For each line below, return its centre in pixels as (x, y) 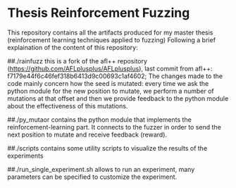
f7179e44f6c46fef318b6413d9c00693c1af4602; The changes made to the (115, 76)
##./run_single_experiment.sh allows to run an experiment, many (101, 169)
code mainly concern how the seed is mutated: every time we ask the (108, 83)
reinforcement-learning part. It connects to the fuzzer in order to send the (114, 127)
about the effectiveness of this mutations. (68, 106)
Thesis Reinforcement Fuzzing (99, 13)
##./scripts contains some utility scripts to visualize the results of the (107, 148)
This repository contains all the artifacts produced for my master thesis (110, 32)
